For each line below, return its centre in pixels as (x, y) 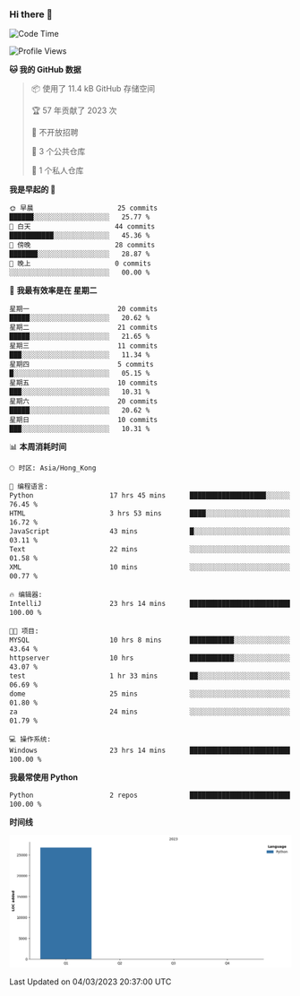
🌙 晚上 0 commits (80, 264)
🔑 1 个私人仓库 (57, 170)
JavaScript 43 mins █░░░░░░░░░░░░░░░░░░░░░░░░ (150, 532)
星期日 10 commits (84, 420)
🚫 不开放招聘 (55, 133)
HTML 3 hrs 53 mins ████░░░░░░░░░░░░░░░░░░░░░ (150, 514)
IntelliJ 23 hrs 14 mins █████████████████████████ (150, 604)
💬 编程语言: (29, 487)
